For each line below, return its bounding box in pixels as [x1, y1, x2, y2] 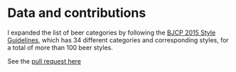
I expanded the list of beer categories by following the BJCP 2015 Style [7, 28, 216, 37]
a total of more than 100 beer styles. [7, 43, 114, 52]
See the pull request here [7, 56, 82, 65]
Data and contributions [7, 5, 146, 21]
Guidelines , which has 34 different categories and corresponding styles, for [7, 35, 229, 44]
